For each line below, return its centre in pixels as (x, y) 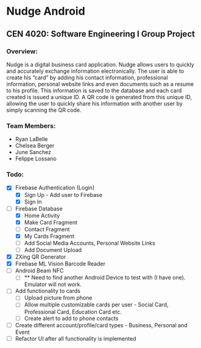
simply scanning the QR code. (44, 110)
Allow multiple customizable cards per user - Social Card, (96, 305)
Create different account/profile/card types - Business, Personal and (101, 325)
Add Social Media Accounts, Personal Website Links (90, 243)
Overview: (22, 51)
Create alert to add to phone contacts (71, 318)
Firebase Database (39, 209)
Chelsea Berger (35, 146)
